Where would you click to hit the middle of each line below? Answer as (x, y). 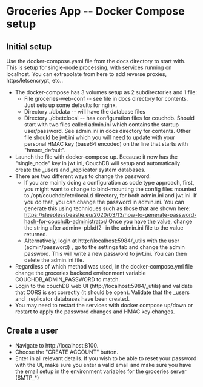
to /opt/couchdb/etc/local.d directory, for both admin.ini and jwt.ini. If (110, 195)
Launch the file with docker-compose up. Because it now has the (96, 157)
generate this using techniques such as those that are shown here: (107, 208)
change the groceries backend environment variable (81, 273)
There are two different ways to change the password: (83, 176)
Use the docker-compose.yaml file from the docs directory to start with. (96, 61)
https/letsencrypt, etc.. (35, 80)
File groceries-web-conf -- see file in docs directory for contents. (106, 99)
